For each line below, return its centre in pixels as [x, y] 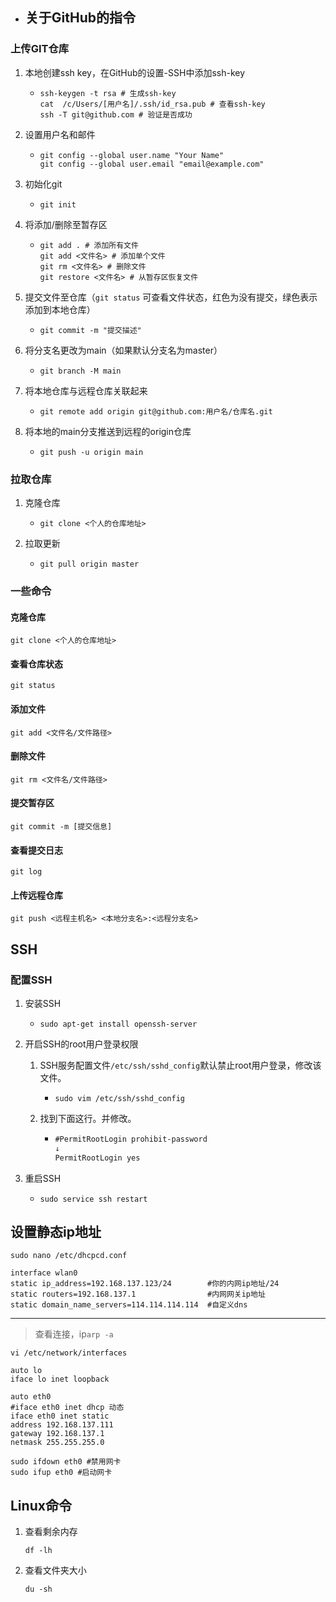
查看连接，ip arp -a [74, 1334]
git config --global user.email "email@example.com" [152, 164]
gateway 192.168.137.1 [57, 1434]
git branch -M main [80, 371]
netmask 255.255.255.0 [57, 1443]
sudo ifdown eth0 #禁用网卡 [66, 1462]
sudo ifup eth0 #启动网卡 [61, 1473]
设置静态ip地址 [56, 1232]
